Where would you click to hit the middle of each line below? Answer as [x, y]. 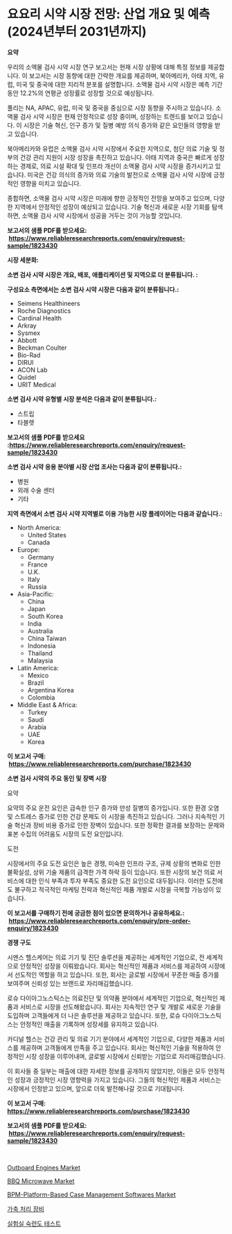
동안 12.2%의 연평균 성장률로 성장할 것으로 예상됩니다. [81, 93]
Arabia [37, 726]
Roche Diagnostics [44, 311]
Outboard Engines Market [44, 1167]
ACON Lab [32, 370]
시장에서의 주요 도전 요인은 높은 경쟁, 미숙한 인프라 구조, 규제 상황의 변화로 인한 [114, 863]
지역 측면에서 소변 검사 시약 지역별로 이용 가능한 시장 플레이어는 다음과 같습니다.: [115, 513]
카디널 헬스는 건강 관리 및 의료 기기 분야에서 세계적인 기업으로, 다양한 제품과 [110, 1039]
